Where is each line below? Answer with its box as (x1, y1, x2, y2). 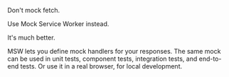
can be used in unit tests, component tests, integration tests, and (7, 54, 198, 63)
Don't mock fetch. (7, 6, 60, 14)
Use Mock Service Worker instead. (7, 20, 110, 28)
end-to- (198, 54, 222, 63)
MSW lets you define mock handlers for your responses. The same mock (7, 47, 221, 55)
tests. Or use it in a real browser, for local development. (20, 62, 183, 70)
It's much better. (7, 33, 55, 42)
